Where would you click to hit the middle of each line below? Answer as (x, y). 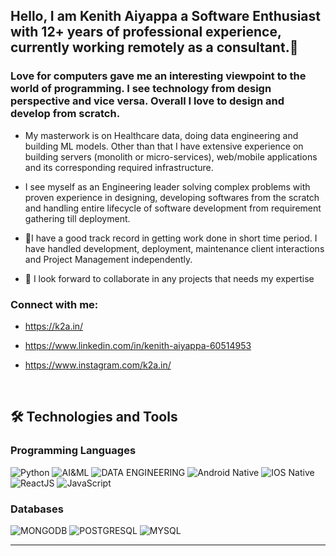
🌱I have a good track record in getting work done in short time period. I (171, 238)
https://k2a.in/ (54, 326)
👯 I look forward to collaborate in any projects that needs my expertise (169, 278)
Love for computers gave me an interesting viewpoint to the (158, 76)
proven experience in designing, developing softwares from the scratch (172, 197)
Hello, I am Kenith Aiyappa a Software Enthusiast (165, 16)
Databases (37, 509)
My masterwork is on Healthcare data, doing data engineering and (161, 135)
